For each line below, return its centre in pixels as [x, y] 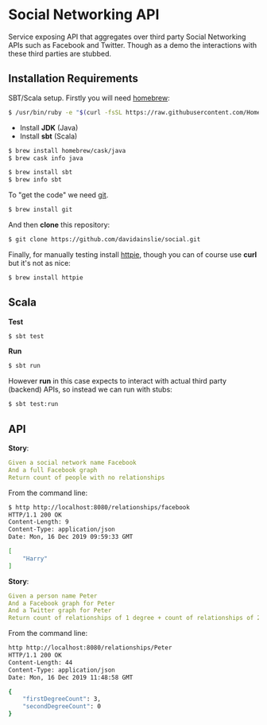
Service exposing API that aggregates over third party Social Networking [127, 37]
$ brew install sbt [41, 173]
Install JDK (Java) [49, 127]
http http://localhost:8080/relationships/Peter [90, 648]
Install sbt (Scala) [48, 136]
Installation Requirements [74, 78]
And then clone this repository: [59, 225]
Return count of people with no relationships [87, 477]
